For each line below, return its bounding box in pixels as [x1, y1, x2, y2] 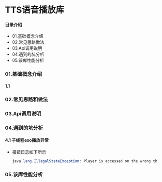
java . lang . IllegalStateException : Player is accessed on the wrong [12, 158, 151, 164]
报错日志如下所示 [12, 149, 46, 155]
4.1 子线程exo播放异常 [5, 137, 49, 143]
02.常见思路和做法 [5, 96, 48, 103]
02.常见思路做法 [12, 39, 44, 45]
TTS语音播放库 [5, 4, 64, 15]
